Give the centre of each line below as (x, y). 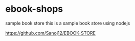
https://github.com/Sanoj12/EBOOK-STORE (51, 33)
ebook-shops (34, 9)
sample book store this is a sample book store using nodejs (68, 23)
